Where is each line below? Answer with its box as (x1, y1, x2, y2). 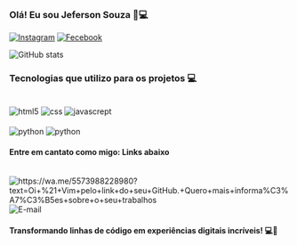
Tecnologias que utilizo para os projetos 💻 (9, 72, 197, 85)
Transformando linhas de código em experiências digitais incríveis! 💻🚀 (9, 225, 278, 235)
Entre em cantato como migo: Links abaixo (9, 146, 170, 157)
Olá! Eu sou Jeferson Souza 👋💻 (9, 8, 148, 20)
